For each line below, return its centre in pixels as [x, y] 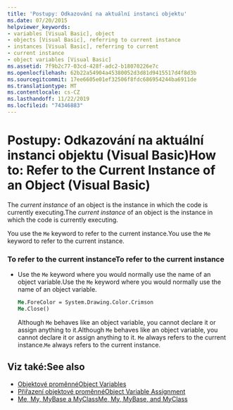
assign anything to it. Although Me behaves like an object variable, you [118, 330]
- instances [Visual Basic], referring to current [83, 46]
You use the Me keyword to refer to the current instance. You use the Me [109, 233]
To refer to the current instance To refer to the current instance [116, 259]
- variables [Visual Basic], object [61, 33]
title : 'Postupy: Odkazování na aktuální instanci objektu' [97, 14]
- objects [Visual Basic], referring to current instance [94, 40]
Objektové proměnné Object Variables [72, 384]
